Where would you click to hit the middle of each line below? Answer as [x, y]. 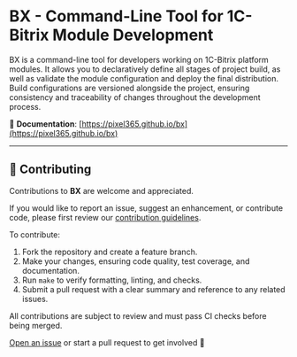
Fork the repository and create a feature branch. [110, 252]
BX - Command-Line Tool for [116, 16]
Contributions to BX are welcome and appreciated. [102, 190]
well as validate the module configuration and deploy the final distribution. [144, 78]
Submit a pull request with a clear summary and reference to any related [153, 289]
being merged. [36, 325]
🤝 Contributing [50, 170]
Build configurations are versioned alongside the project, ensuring [129, 88]
